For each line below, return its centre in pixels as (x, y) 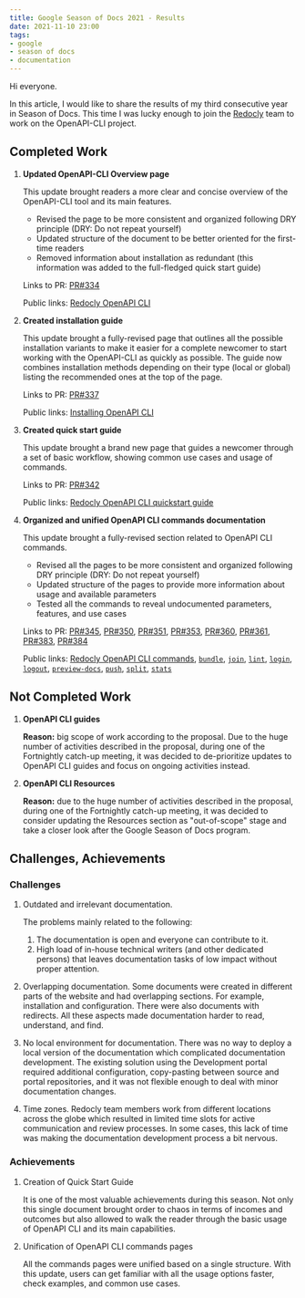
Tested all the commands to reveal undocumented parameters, (154, 604)
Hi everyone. (33, 86)
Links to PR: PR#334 (61, 285)
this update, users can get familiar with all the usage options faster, (148, 1273)
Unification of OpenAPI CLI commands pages (108, 1246)
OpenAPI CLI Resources (69, 783)
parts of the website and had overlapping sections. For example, (143, 996)
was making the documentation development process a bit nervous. (150, 1138)
